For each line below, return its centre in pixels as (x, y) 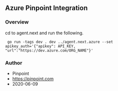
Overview (17, 22)
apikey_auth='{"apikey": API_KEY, (41, 46)
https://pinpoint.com (33, 79)
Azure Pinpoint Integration (46, 8)
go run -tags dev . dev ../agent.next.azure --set (60, 42)
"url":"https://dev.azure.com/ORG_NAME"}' (49, 50)
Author (14, 62)
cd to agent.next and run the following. (44, 33)
